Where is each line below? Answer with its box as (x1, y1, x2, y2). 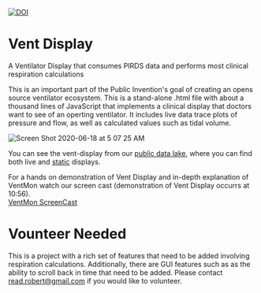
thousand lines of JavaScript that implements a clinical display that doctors (8, 101, 252, 110)
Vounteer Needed (8, 225, 127, 243)
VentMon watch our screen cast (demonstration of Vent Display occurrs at (8, 180, 250, 190)
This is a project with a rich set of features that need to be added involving (8, 250, 250, 260)
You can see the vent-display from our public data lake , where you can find (8, 148, 252, 158)
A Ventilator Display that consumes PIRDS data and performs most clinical (8, 61, 248, 70)
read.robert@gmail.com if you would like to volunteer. (8, 276, 183, 285)
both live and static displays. (8, 157, 101, 166)
